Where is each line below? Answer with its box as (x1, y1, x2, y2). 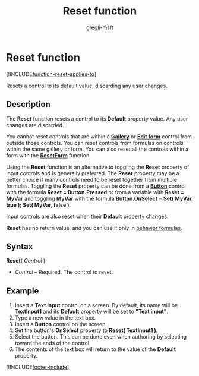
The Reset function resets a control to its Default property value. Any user (6, 115, 188, 122)
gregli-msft (86, 24, 114, 31)
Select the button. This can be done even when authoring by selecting (14, 333, 187, 340)
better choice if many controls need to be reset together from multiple (6, 176, 177, 183)
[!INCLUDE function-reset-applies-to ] (6, 70, 97, 78)
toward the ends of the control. (14, 340, 91, 347)
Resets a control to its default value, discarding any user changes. (6, 82, 168, 89)
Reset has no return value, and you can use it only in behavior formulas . (6, 224, 182, 231)
